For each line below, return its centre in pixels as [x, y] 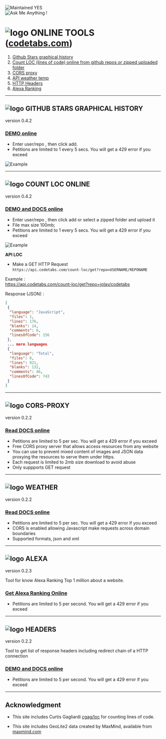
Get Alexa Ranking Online [36, 593]
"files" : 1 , [22, 317]
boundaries [24, 533]
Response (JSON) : [25, 294]
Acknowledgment [33, 705]
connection [17, 656]
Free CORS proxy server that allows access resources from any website [85, 446]
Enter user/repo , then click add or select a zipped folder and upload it [83, 220]
